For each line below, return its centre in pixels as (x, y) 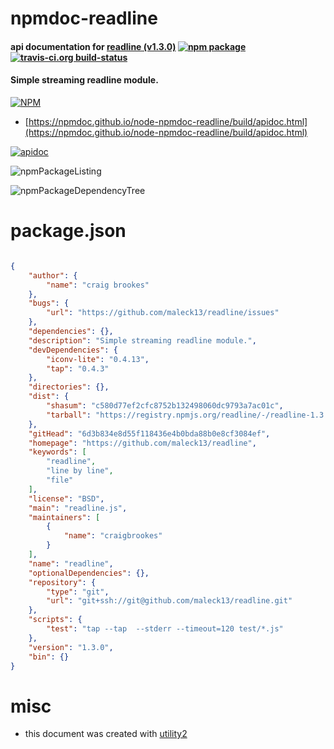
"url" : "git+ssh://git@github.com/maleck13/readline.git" (169, 601)
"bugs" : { (49, 303)
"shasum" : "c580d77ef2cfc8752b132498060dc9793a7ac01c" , (165, 406)
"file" (60, 480)
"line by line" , (80, 471)
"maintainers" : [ (64, 517)
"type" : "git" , (78, 592)
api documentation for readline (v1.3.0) (93, 46)
